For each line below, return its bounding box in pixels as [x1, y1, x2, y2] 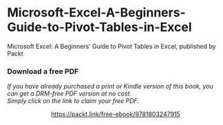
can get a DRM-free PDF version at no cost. [7, 89, 132, 98]
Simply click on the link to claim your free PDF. [7, 97, 140, 105]
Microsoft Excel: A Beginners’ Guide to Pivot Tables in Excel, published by [7, 42, 216, 50]
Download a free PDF [7, 67, 79, 76]
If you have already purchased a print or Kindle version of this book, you [7, 82, 213, 91]
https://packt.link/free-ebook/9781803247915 [51, 110, 180, 118]
